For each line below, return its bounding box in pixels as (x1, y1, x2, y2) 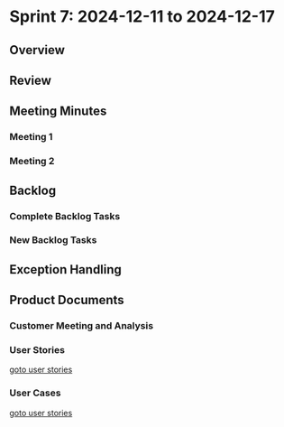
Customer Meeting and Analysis (9, 320, 154, 332)
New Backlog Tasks (9, 234, 97, 246)
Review (9, 72, 52, 88)
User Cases (9, 386, 61, 399)
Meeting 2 (9, 155, 55, 168)
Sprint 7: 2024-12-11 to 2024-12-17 (9, 6, 275, 27)
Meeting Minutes (9, 104, 107, 119)
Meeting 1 (9, 131, 53, 144)
